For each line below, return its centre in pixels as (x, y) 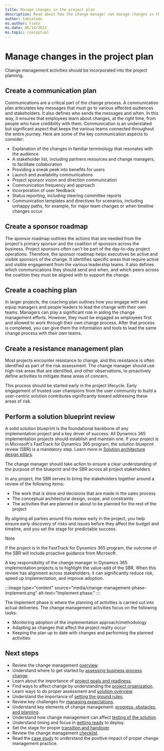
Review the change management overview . (55, 665)
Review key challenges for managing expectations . (63, 701)
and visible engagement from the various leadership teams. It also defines (80, 264)
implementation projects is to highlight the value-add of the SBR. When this (81, 568)
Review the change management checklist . (55, 733)
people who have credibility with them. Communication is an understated (79, 124)
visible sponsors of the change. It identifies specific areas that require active (82, 259)
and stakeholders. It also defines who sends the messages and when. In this (82, 113)
